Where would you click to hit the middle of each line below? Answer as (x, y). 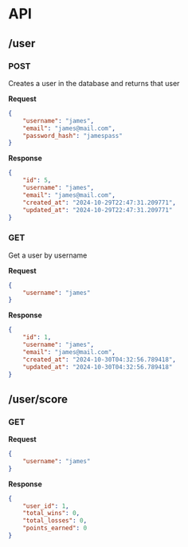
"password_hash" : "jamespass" (73, 136)
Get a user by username (48, 255)
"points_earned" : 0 (55, 528)
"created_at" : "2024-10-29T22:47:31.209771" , (100, 203)
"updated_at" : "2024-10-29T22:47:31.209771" (98, 210)
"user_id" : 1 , (46, 506)
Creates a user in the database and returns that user (94, 83)
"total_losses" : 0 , (55, 521)
